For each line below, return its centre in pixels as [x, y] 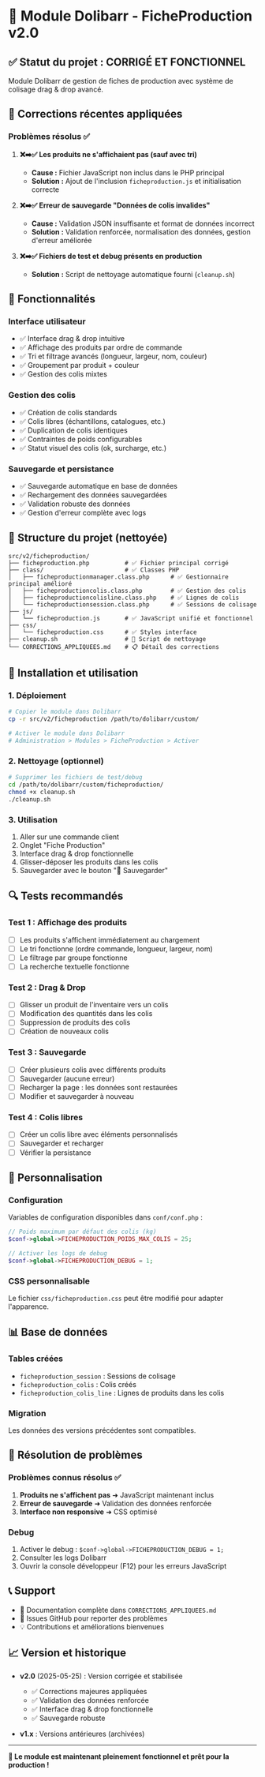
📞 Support [32, 1591]
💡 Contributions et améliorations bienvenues [91, 1626]
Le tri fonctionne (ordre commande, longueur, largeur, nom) [116, 948]
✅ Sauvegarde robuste [68, 1718]
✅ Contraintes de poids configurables [81, 439]
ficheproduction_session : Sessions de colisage [97, 1376]
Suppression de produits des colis [75, 1022]
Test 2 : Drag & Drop [47, 988]
